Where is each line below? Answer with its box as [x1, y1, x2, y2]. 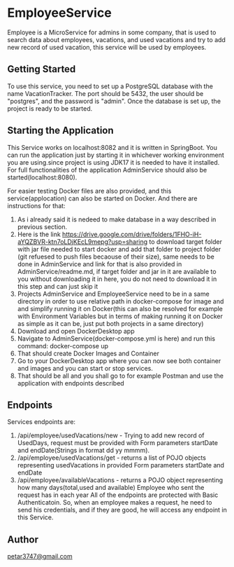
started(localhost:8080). [7, 173, 78, 182]
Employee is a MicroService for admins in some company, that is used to [7, 28, 217, 36]
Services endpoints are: [7, 418, 75, 426]
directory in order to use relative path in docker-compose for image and [17, 296, 224, 306]
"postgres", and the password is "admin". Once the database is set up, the [7, 97, 221, 105]
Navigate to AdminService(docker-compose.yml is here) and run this [17, 334, 215, 343]
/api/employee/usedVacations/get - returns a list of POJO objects [17, 453, 206, 462]
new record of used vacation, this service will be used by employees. [7, 43, 207, 51]
